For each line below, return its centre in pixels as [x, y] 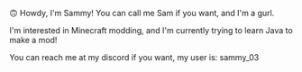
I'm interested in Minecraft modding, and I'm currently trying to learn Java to [151, 30]
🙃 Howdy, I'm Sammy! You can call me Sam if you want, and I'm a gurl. [142, 13]
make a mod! [33, 40]
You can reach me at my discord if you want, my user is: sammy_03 [134, 57]
